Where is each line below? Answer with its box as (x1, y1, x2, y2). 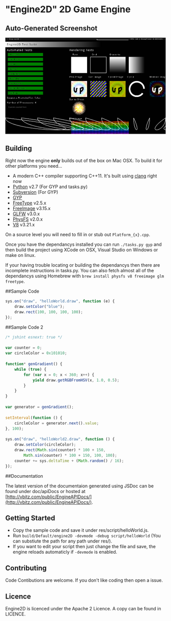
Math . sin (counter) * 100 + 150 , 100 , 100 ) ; (23, 453, 117, 458)
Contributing (5, 563, 47, 572)
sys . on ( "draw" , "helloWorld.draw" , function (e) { (5, 299, 115, 304)
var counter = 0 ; (5, 345, 42, 350)
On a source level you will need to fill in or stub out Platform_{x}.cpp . (5, 231, 150, 238)
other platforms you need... (5, 163, 63, 169)
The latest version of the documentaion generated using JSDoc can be (5, 483, 154, 489)
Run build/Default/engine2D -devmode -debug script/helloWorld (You (12, 533, 161, 539)
